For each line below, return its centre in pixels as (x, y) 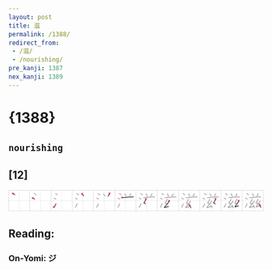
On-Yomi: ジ (32, 259)
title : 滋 (24, 25)
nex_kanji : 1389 (36, 77)
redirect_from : (34, 43)
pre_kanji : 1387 (36, 69)
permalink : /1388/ (39, 34)
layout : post (30, 17)
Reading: (32, 234)
